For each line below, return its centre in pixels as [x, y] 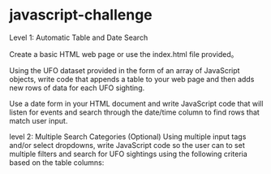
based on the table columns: [57, 162]
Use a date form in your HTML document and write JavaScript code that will [136, 103]
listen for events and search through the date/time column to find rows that [135, 112]
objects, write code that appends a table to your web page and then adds [132, 79]
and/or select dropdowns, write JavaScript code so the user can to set [127, 145]
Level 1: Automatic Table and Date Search [79, 37]
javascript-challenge [81, 15]
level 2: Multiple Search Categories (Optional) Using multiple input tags [128, 137]
